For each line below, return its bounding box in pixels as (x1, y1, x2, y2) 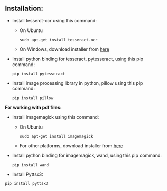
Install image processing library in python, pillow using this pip (12, 80, 143, 86)
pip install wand (12, 162, 49, 167)
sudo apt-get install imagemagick (19, 134, 93, 139)
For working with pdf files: (5, 104, 62, 110)
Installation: (5, 4, 44, 13)
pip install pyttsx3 (5, 181, 49, 186)
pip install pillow (12, 95, 54, 101)
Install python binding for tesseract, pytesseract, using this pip (12, 56, 144, 62)
